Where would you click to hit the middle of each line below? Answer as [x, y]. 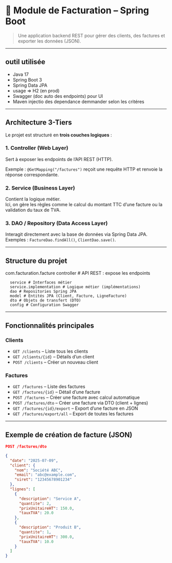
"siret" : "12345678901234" [43, 480]
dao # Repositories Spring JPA [43, 292]
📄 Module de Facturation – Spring [77, 11]
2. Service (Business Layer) [40, 188]
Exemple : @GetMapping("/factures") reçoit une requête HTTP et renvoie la [84, 169]
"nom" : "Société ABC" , [39, 470]
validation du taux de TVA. [33, 210]
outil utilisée [25, 62]
